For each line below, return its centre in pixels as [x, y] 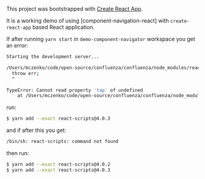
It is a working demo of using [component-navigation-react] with [88, 20]
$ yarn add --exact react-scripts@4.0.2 [59, 164]
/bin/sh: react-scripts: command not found [63, 142]
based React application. [63, 27]
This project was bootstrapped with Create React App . [75, 9]
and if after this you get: [36, 130]
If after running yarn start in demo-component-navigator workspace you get [101, 39]
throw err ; [26, 73]
